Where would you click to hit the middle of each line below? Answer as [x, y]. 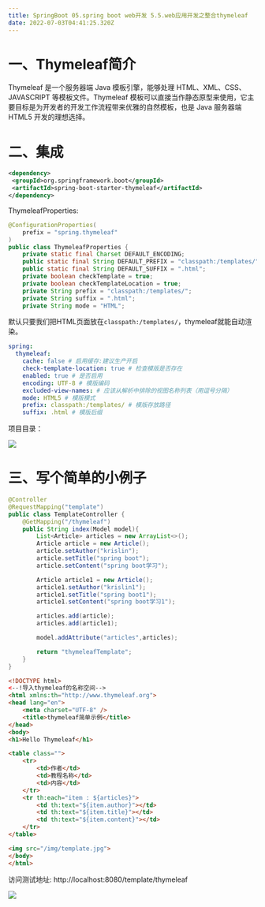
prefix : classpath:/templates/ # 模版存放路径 [97, 405]
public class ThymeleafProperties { [68, 247]
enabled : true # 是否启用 [62, 375]
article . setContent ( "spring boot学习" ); [103, 565]
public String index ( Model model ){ [81, 529]
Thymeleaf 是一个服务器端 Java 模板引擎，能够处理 [91, 88]
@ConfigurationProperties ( [52, 225]
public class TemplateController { [67, 514]
